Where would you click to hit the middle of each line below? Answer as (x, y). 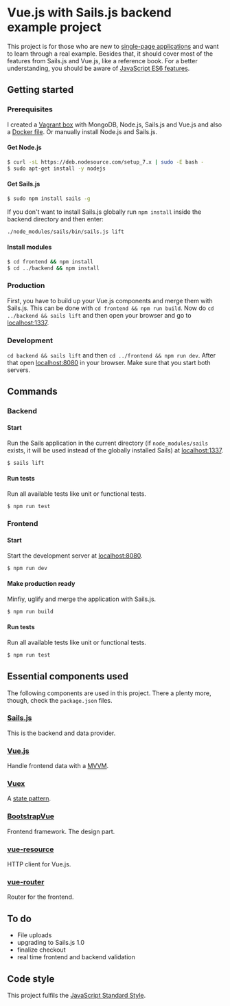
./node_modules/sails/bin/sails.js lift (66, 232)
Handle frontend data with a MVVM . (58, 766)
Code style (31, 979)
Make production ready (41, 584)
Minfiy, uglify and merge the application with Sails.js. (82, 599)
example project (54, 27)
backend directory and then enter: (56, 219)
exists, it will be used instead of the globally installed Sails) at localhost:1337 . (115, 450)
